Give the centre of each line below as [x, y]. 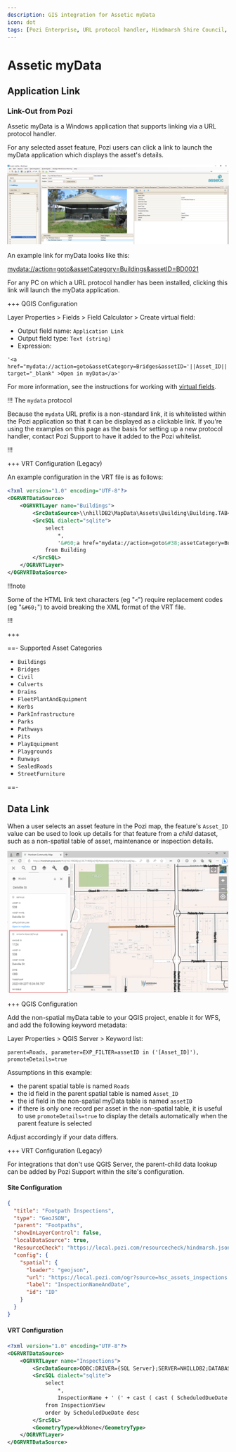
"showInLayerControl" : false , [58, 1233]
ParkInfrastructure [46, 714]
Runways [28, 759]
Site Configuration [35, 1188]
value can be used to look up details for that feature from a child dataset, [113, 833]
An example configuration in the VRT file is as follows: [85, 477]
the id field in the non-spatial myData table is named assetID [105, 1101]
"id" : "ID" [42, 1293]
